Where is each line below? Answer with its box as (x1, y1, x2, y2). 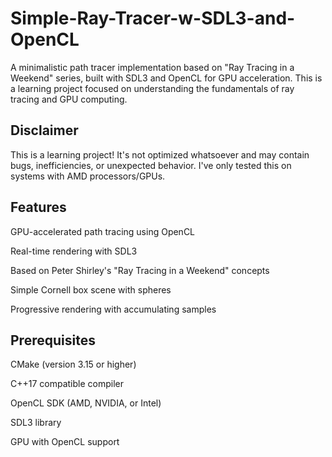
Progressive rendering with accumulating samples (10, 303, 217, 315)
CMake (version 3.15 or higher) (10, 358, 137, 371)
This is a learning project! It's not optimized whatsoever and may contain (10, 148, 310, 161)
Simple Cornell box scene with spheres (10, 283, 172, 296)
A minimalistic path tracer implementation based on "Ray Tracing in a (10, 61, 295, 73)
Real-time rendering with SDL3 (10, 245, 138, 257)
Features (10, 199, 67, 216)
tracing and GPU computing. (10, 93, 128, 105)
